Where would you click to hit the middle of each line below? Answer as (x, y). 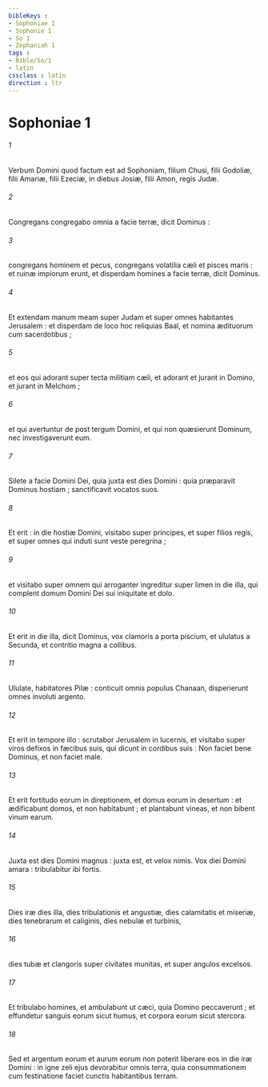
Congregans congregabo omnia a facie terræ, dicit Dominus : (109, 222)
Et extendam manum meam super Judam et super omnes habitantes (121, 317)
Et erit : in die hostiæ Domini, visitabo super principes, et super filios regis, (131, 533)
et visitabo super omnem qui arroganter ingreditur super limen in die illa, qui (133, 584)
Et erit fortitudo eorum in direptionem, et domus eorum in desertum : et (125, 800)
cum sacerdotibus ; (40, 334)
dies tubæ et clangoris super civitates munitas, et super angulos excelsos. (131, 963)
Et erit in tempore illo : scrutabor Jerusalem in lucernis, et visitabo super (127, 740)
